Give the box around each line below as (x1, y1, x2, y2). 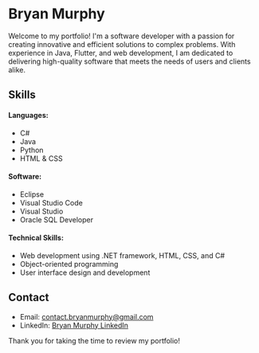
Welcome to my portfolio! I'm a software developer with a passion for (8, 31, 235, 41)
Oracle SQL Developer (19, 214, 94, 224)
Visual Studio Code (19, 198, 84, 207)
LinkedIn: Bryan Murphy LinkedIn (19, 320, 129, 330)
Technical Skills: (8, 233, 64, 243)
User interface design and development (19, 268, 151, 277)
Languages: (8, 110, 49, 120)
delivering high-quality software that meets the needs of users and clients (8, 57, 251, 66)
